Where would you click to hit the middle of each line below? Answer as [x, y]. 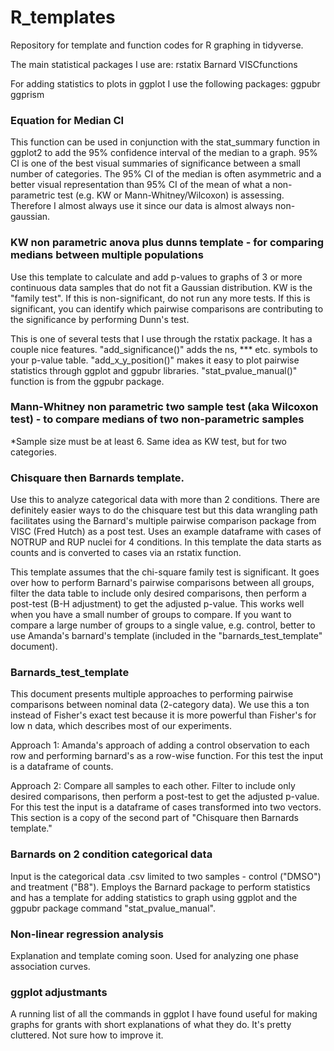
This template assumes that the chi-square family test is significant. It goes [165, 572]
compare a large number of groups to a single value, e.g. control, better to [163, 625]
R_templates [63, 17]
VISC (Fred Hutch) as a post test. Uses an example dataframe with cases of [166, 532]
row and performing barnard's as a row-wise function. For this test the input [167, 756]
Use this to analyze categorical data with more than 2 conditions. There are [165, 500]
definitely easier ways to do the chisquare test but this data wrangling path [164, 510]
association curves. [50, 967]
